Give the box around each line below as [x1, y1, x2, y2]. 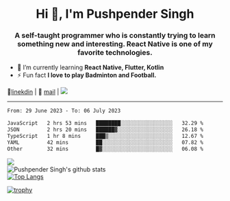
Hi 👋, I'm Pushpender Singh [36, 6, 194, 22]
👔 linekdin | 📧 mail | [7, 88, 60, 96]
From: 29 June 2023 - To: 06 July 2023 [7, 108, 121, 115]
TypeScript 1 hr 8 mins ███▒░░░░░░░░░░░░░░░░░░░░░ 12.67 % [7, 133, 204, 140]
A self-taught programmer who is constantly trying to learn [14, 31, 216, 40]
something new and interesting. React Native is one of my [16, 39, 214, 49]
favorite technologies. [77, 48, 153, 58]
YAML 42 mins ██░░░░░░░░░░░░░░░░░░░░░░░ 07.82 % [7, 139, 204, 146]
